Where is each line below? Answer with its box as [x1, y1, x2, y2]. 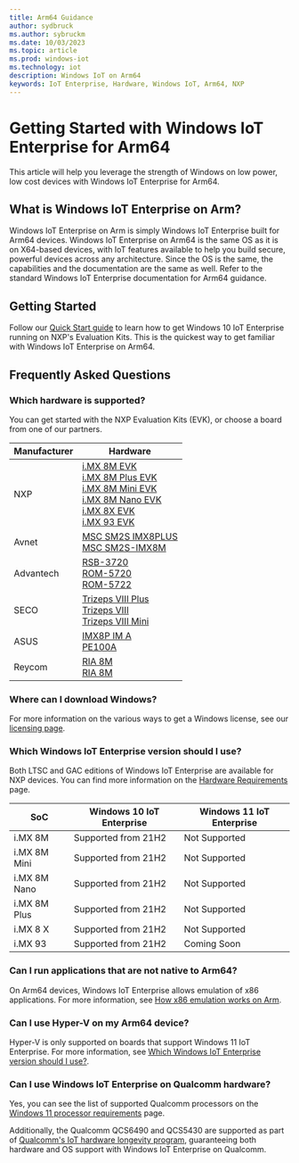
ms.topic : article [9, 46, 77, 55]
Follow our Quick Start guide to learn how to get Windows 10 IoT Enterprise [9, 322, 285, 333]
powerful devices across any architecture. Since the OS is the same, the [9, 253, 274, 264]
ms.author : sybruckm [9, 29, 86, 38]
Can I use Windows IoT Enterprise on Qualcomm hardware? [9, 1077, 271, 1090]
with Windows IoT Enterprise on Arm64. [9, 341, 156, 353]
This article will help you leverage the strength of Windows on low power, [9, 166, 279, 177]
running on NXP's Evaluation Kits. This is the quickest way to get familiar [9, 332, 276, 343]
